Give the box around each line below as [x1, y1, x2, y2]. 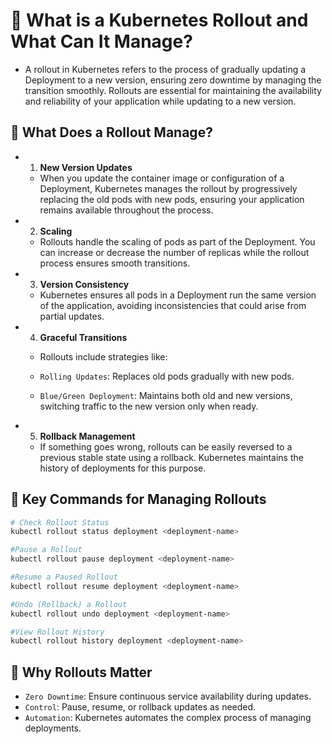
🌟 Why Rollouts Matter [10, 664, 153, 681]
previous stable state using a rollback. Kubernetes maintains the [39, 451, 304, 463]
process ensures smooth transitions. [39, 257, 191, 269]
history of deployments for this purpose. [39, 462, 207, 474]
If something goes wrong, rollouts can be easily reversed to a [39, 440, 293, 453]
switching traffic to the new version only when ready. [39, 400, 259, 412]
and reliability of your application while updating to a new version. [24, 95, 297, 107]
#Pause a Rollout [10, 545, 83, 555]
